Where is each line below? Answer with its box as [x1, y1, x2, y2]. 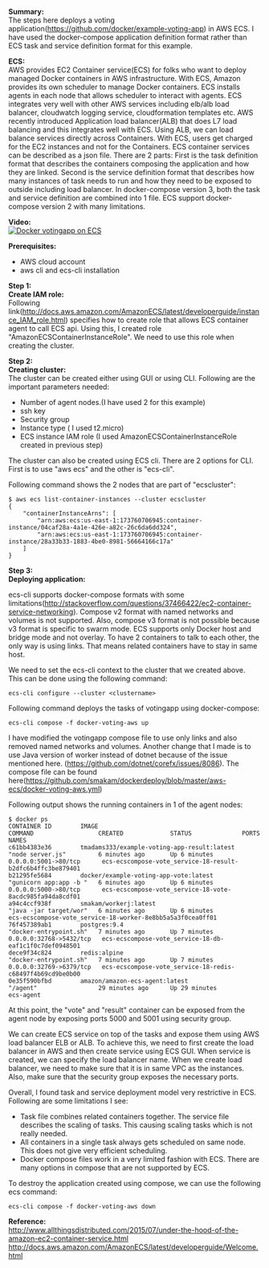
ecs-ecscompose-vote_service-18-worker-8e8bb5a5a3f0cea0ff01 [8, 914, 218, 922]
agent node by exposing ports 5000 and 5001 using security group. [8, 1014, 232, 1023]
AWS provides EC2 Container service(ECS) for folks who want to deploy [8, 65, 247, 75]
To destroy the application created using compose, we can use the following [8, 1179, 261, 1188]
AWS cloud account [19, 257, 86, 266]
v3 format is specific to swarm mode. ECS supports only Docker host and [8, 624, 251, 633]
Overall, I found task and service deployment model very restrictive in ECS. [8, 1088, 257, 1097]
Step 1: [8, 281, 32, 290]
